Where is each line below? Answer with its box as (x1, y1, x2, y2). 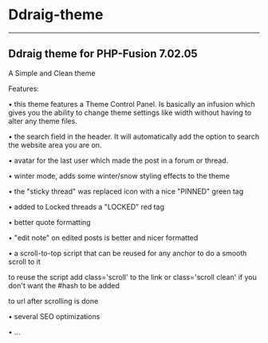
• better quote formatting (8, 217, 91, 227)
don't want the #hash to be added (8, 281, 120, 290)
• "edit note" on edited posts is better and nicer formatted (8, 233, 199, 242)
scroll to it (8, 257, 41, 266)
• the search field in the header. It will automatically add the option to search (8, 132, 260, 141)
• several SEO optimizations (8, 311, 100, 321)
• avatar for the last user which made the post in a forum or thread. (8, 156, 229, 165)
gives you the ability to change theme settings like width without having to (8, 108, 252, 117)
